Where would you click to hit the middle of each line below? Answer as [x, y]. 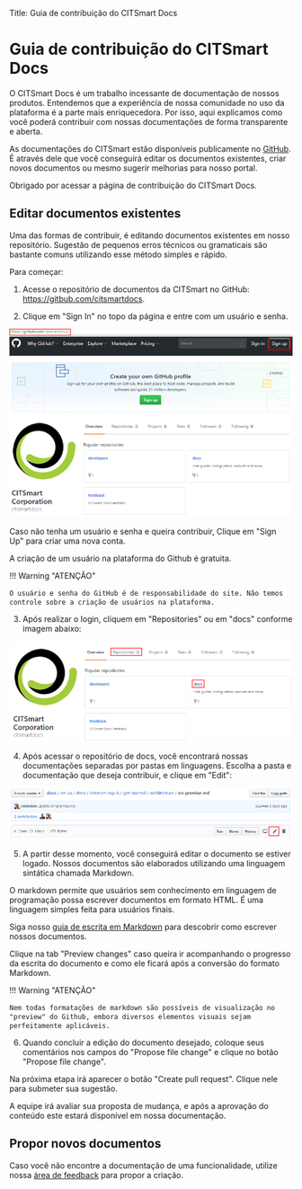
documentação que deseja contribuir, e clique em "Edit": [127, 775]
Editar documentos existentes [95, 213]
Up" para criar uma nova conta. [67, 541]
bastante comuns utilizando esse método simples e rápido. [118, 254]
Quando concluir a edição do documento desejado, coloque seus [143, 1043]
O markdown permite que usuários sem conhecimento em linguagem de [143, 891]
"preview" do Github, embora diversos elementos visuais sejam [130, 1017]
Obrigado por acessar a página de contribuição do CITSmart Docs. [133, 185]
